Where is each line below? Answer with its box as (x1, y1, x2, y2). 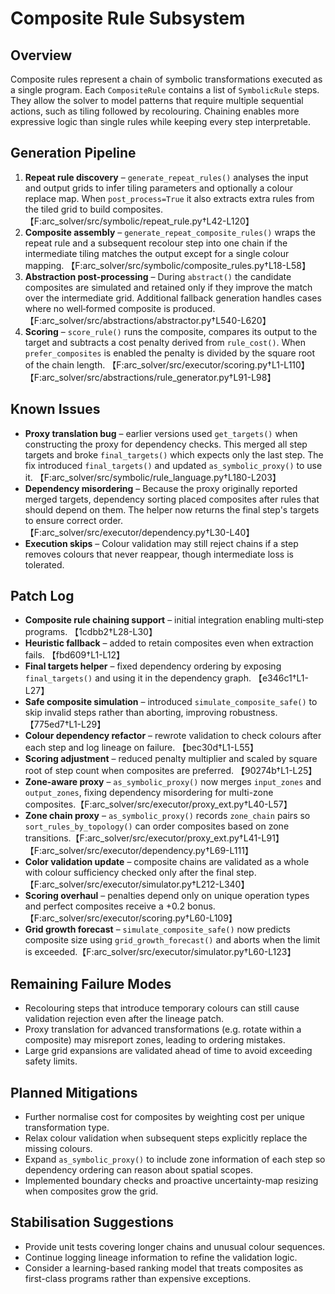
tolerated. (24, 558, 65, 571)
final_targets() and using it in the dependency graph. (24, 672, 252, 684)
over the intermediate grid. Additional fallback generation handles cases (24, 292, 322, 304)
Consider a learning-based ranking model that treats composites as (24, 1262, 304, 1274)
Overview (10, 47, 73, 64)
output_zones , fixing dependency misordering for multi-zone (24, 787, 274, 799)
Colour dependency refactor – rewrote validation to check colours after (24, 730, 322, 742)
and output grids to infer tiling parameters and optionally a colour (24, 182, 294, 194)
